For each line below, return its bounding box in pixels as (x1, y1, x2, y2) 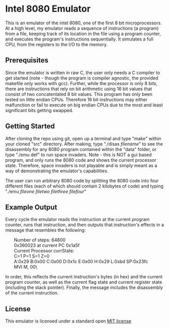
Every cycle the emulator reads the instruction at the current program (5, 216, 150, 223)
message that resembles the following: (5, 227, 86, 233)
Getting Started (5, 122, 55, 131)
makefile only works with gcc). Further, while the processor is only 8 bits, (5, 80, 158, 86)
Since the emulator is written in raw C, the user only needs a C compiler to (5, 69, 160, 76)
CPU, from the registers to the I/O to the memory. (5, 41, 108, 47)
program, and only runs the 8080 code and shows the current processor (5, 157, 157, 163)
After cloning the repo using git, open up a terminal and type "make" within (5, 135, 161, 141)
